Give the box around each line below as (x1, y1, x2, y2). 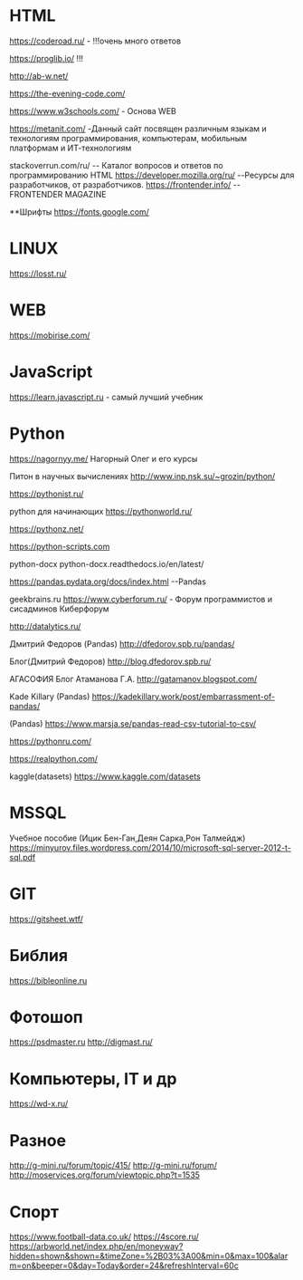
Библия (9, 945, 69, 966)
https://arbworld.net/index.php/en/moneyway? (9, 1241, 184, 1252)
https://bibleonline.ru (9, 975, 88, 986)
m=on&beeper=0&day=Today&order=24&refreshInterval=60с (9, 1260, 240, 1271)
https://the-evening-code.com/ (9, 88, 126, 99)
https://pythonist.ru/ (9, 488, 84, 499)
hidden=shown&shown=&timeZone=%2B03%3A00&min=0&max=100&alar (9, 1251, 289, 1262)
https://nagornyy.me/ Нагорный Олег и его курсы (9, 453, 198, 464)
